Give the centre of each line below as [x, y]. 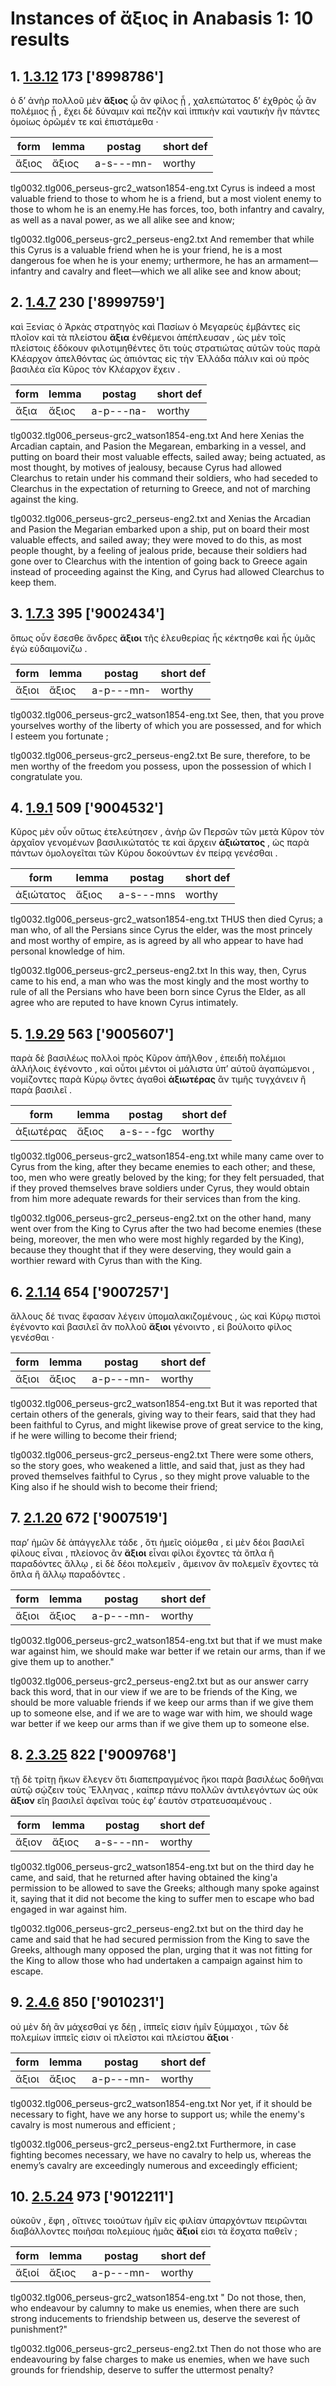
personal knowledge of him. [68, 951]
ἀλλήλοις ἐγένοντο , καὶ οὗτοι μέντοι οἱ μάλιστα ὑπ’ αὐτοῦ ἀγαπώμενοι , [162, 1069]
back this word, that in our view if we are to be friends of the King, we [154, 1691]
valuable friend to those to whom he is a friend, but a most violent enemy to [166, 198]
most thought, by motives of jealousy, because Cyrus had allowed [146, 467]
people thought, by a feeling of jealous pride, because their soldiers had [158, 550]
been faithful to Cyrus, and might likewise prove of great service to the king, [167, 1425]
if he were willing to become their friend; [94, 1436]
